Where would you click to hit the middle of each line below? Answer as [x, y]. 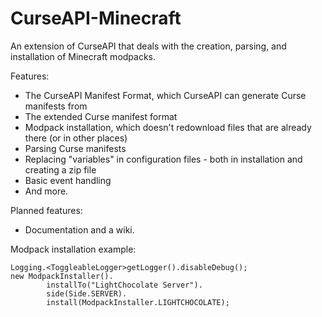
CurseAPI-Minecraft [96, 18]
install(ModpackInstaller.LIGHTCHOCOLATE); [138, 302]
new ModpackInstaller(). [62, 276]
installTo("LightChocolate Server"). [124, 285]
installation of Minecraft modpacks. [83, 56]
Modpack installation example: [73, 249]
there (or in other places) [76, 138]
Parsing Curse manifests [75, 148]
